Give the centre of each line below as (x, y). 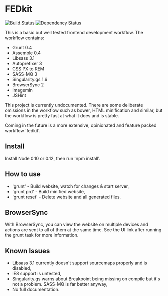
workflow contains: (25, 38)
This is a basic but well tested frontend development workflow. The (74, 32)
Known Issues (28, 251)
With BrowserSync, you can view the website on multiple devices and (77, 224)
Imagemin (23, 90)
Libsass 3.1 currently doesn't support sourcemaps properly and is (80, 263)
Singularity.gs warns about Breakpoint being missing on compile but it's (86, 279)
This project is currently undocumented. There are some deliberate (74, 105)
